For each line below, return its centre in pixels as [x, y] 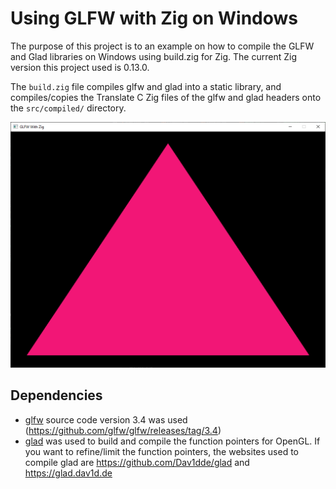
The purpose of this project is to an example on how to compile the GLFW [162, 46]
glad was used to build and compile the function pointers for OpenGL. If [172, 441]
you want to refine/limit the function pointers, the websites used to [162, 451]
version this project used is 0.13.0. [80, 67]
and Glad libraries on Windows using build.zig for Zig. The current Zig [153, 56]
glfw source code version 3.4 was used [106, 419]
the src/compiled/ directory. [68, 108]
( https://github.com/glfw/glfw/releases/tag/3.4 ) [123, 430]
